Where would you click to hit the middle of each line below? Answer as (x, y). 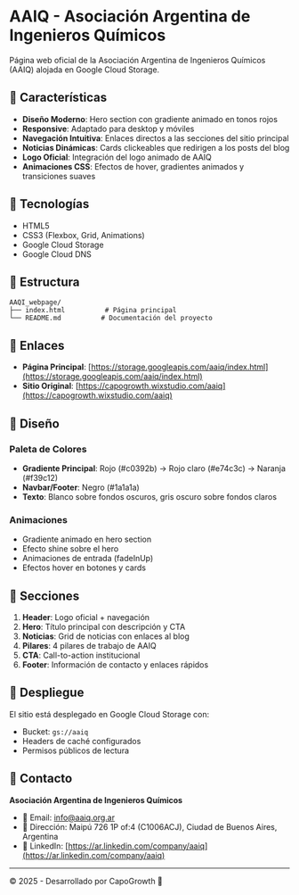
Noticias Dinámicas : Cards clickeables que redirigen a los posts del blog (156, 147)
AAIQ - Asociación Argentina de (130, 17)
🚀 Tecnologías (49, 204)
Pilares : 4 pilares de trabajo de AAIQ (89, 645)
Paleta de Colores (48, 449)
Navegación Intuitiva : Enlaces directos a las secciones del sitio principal (155, 138)
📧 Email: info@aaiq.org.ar (69, 817)
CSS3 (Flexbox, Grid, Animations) (83, 235)
